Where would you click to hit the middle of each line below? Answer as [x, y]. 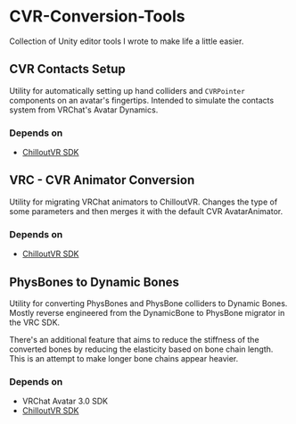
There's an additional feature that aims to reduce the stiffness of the [135, 339]
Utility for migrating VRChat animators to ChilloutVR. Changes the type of [144, 202]
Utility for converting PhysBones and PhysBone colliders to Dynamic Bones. [148, 303]
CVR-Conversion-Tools [97, 17]
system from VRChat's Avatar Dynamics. [84, 110]
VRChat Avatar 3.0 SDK [65, 401]
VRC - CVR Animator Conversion [102, 180]
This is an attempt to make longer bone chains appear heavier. [124, 358]
